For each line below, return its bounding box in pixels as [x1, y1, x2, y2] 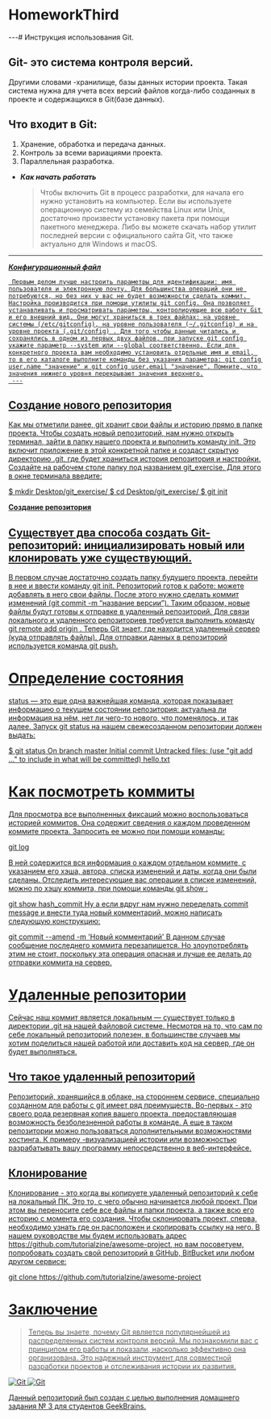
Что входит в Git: [8, 118, 98, 131]
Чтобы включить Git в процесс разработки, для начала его [40, 187, 244, 197]
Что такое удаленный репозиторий [8, 1071, 195, 1084]
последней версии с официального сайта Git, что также [40, 230, 234, 240]
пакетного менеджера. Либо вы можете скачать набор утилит [40, 222, 256, 232]
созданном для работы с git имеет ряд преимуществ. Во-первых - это [8, 1100, 252, 1110]
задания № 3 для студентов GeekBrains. [8, 1401, 147, 1411]
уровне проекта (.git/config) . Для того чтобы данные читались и [8, 327, 236, 336]
